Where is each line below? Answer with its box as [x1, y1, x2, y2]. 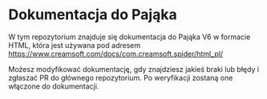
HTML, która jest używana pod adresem [8, 40, 141, 49]
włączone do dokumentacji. [8, 81, 99, 91]
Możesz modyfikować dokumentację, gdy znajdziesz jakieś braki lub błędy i [8, 64, 259, 73]
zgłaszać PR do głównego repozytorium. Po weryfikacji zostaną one [8, 73, 233, 82]
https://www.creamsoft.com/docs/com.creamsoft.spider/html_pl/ [8, 49, 224, 58]
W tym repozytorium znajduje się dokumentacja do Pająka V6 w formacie [8, 32, 251, 42]
